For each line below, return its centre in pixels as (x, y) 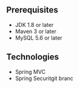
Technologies (33, 57)
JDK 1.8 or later (34, 24)
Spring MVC (30, 71)
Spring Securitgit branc (44, 78)
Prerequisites (32, 10)
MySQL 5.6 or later (39, 38)
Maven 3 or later (36, 31)
